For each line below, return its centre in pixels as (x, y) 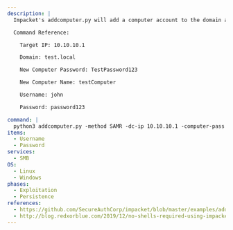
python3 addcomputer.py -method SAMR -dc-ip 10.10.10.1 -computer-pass (119, 126)
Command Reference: (42, 32)
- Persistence (34, 197)
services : (21, 152)
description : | (29, 13)
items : (17, 133)
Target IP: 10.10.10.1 (52, 45)
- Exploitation (35, 191)
